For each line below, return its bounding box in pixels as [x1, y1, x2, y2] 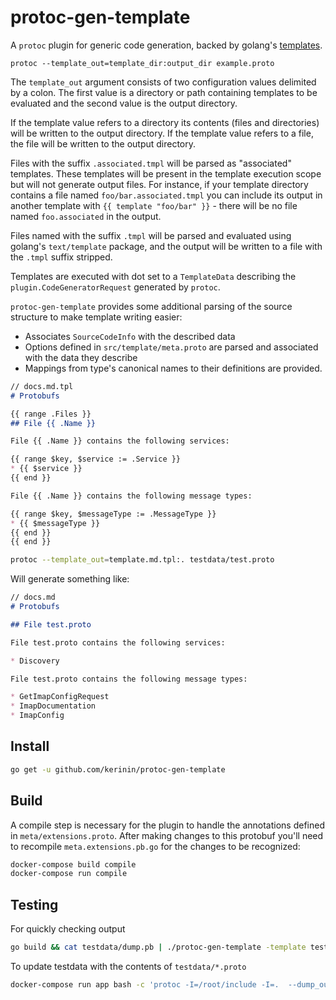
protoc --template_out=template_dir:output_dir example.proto [10, 58, 275, 68]
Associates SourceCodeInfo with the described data [24, 330, 236, 342]
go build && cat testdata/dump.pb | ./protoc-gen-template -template [10, 942, 307, 953]
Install [10, 738, 50, 755]
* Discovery [10, 656, 60, 666]
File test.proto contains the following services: [10, 637, 226, 648]
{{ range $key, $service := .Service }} [10, 454, 182, 465]
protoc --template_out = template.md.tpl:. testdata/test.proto [10, 555, 275, 565]
